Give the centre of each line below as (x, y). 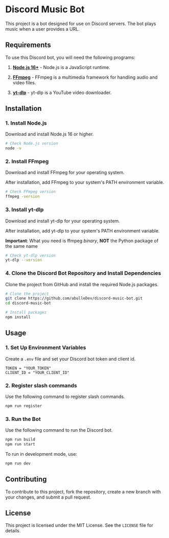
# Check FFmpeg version (31, 192)
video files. (24, 82)
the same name (22, 246)
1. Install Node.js (26, 123)
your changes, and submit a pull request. (48, 497)
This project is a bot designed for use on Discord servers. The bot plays (81, 24)
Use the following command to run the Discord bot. (59, 430)
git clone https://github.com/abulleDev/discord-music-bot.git (74, 298)
